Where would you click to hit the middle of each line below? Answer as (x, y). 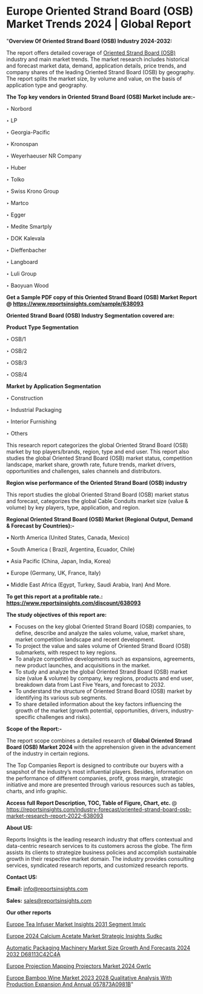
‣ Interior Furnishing (31, 422)
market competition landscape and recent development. (85, 639)
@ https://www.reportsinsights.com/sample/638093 (75, 304)
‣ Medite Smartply (29, 226)
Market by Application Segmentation (54, 386)
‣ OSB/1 (16, 339)
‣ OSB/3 (17, 363)
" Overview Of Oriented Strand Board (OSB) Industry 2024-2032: (89, 41)
